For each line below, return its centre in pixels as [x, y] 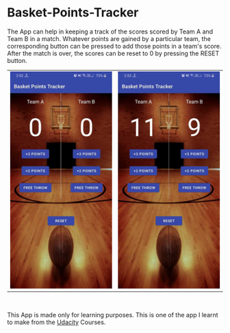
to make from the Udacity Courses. [56, 322]
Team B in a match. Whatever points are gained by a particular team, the [109, 38]
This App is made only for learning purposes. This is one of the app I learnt [113, 315]
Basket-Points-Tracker [73, 13]
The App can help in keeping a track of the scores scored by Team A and [110, 31]
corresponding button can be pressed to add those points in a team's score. [114, 46]
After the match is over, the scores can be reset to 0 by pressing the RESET [113, 53]
